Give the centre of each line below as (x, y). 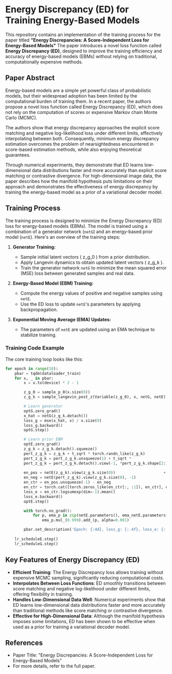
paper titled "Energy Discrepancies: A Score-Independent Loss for (77, 40)
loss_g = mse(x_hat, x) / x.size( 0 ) (63, 420)
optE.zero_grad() (42, 444)
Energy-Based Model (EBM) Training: (53, 283)
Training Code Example (35, 348)
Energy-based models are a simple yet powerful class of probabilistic (78, 90)
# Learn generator (43, 407)
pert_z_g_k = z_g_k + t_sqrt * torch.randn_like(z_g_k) (84, 454)
